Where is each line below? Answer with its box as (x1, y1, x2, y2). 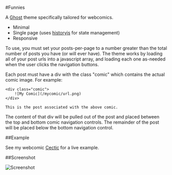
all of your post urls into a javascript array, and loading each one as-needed (5, 56, 166, 62)
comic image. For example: (5, 77, 63, 83)
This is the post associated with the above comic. (5, 105, 118, 110)
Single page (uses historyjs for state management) (12, 30, 120, 35)
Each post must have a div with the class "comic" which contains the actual (5, 71, 165, 77)
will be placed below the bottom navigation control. (5, 125, 114, 130)
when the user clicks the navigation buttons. (5, 62, 99, 67)
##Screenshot (5, 154, 35, 161)
